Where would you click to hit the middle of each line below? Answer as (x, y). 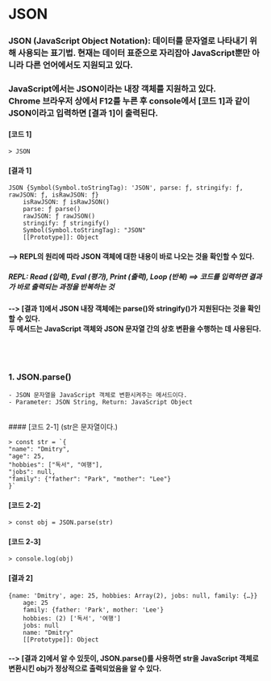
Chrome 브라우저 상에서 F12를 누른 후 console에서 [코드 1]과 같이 (129, 101)
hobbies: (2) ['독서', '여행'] (72, 618)
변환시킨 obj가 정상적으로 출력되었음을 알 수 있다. (85, 669)
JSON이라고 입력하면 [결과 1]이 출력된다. (83, 113)
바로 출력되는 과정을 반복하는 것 (65, 286)
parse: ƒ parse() (52, 209)
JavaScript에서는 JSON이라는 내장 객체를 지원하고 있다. (112, 89)
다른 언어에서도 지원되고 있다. (79, 66)
